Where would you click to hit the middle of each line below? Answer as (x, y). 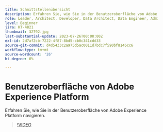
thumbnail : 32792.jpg (27, 32)
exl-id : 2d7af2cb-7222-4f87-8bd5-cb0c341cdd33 (53, 41)
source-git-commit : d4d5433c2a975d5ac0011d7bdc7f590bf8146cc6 (69, 45)
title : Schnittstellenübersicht (38, 9)
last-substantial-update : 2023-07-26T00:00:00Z (54, 37)
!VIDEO (24, 125)
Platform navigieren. (25, 116)
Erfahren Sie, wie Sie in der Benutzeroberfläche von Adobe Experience (76, 110)
